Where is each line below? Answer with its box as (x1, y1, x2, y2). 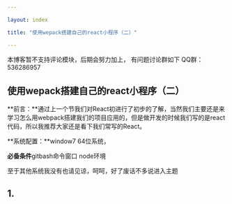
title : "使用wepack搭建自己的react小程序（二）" (7, 29, 137, 36)
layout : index (7, 16, 49, 23)
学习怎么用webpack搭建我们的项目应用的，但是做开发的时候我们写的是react (7, 113, 225, 122)
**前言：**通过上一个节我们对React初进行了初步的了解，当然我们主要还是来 (7, 105, 225, 113)
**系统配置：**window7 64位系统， (7, 137, 110, 145)
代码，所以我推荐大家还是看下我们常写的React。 (7, 122, 146, 131)
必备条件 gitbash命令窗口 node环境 (7, 152, 107, 161)
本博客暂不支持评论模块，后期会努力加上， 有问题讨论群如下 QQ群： (7, 55, 203, 64)
